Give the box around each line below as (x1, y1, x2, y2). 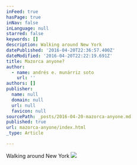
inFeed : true (6, 8, 39, 15)
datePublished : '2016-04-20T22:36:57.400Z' (6, 47, 116, 53)
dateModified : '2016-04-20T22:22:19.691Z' (6, 53, 113, 59)
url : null (11, 102, 36, 109)
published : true (6, 119, 46, 125)
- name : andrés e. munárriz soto (11, 69, 94, 75)
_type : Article (6, 130, 44, 137)
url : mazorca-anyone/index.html (6, 125, 86, 131)
